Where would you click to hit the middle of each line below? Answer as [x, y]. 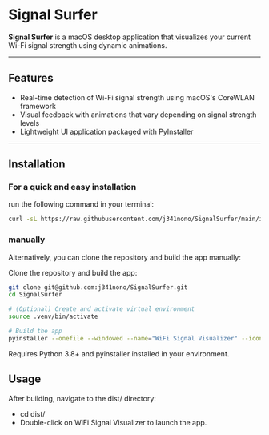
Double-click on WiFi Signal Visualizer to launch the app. [113, 422]
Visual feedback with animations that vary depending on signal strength [138, 115]
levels [30, 123]
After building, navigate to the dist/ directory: [82, 398]
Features [31, 78]
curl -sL [23, 219]
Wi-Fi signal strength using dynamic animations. [88, 45]
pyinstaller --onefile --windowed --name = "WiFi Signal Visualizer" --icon [136, 338]
